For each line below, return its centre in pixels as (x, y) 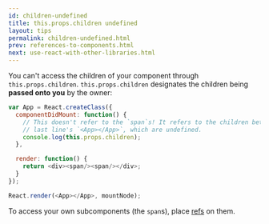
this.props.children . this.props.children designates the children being (128, 84)
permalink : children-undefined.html (69, 38)
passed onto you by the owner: (60, 92)
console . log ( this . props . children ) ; (82, 137)
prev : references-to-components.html (71, 46)
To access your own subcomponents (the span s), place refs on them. (122, 211)
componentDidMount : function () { (71, 114)
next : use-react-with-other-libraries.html (82, 53)
